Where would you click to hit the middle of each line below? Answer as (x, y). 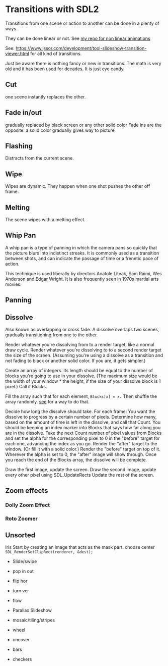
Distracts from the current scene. (39, 158)
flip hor (20, 581)
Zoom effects (27, 491)
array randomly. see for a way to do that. (47, 402)
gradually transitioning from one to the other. (52, 335)
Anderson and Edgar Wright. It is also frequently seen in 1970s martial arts (82, 279)
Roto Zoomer (21, 519)
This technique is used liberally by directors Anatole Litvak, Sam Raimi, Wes (83, 273)
